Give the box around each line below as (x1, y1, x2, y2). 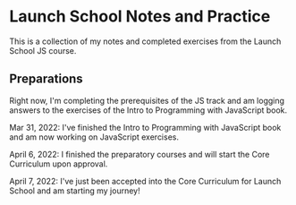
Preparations (9, 72, 83, 87)
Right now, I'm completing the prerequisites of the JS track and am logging (9, 95, 284, 106)
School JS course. (9, 45, 77, 56)
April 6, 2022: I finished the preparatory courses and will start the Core (9, 149, 270, 159)
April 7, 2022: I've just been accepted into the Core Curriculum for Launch (9, 175, 282, 186)
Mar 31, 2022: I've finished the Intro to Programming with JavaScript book (9, 122, 282, 132)
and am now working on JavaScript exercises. (9, 132, 179, 142)
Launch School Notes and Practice (9, 6, 271, 27)
